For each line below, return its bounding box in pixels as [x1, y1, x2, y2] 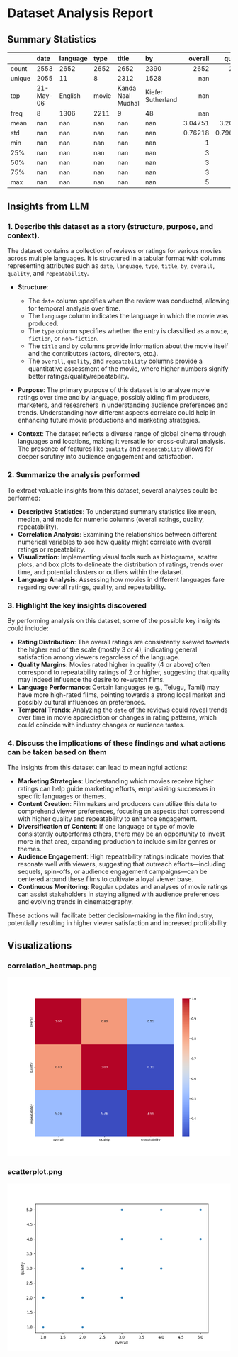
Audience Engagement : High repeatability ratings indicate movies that [17, 852, 225, 861]
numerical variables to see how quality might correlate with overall [17, 537, 212, 546]
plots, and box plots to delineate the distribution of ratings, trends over [17, 560, 224, 569]
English [59, 91, 81, 100]
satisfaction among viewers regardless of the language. [17, 653, 181, 661]
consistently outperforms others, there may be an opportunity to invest [17, 830, 225, 838]
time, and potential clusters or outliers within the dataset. [17, 567, 184, 576]
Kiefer [144, 87, 163, 96]
